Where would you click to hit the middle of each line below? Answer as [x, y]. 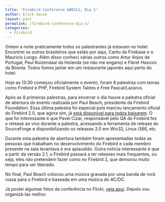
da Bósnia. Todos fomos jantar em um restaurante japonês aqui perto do [78, 68]
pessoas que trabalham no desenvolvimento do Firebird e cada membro [78, 143]
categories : [17, 28]
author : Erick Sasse [26, 14]
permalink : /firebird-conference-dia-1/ [47, 23]
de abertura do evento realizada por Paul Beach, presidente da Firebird [77, 102]
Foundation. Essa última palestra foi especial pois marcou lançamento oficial [83, 108]
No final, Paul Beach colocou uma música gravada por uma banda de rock [81, 174]
